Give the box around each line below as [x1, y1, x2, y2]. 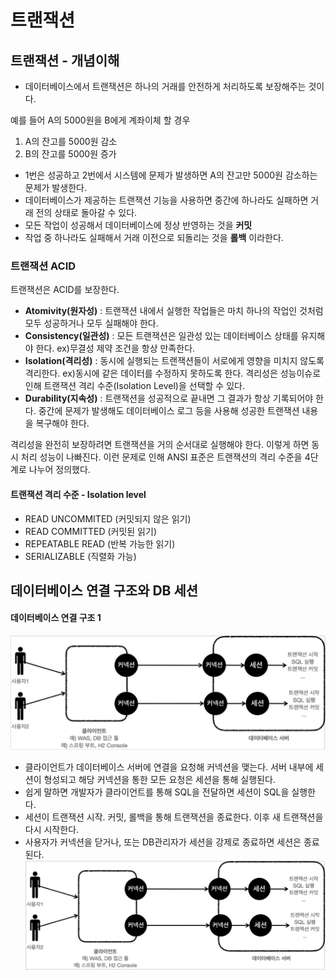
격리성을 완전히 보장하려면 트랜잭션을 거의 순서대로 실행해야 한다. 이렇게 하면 [10, 439, 310, 451]
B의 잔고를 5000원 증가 [24, 148, 117, 160]
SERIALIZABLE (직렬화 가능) [24, 550, 137, 562]
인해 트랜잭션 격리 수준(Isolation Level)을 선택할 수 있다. [24, 380, 245, 392]
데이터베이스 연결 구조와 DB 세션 [10, 582, 199, 599]
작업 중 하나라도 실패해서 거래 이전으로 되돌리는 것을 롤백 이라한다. [24, 232, 284, 243]
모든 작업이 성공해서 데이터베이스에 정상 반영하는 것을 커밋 [24, 219, 253, 231]
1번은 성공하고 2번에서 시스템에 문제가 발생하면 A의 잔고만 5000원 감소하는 [24, 169, 318, 181]
